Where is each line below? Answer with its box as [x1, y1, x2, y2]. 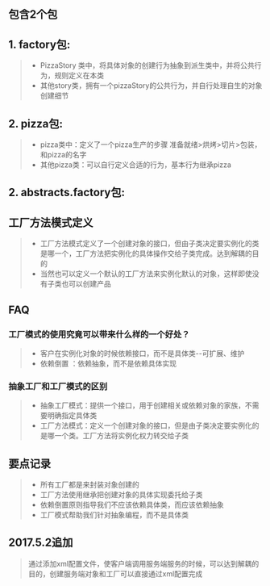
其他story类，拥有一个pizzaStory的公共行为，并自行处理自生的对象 [39, 81, 263, 90]
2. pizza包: [8, 116, 63, 131]
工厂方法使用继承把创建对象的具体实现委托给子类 [39, 490, 203, 500]
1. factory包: [8, 37, 71, 51]
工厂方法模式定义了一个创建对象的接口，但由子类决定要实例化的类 [39, 239, 260, 249]
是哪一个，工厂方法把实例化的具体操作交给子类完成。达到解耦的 [39, 249, 252, 258]
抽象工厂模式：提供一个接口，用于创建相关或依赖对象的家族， [39, 400, 246, 410]
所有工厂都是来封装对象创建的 [39, 479, 139, 490]
